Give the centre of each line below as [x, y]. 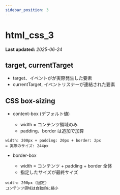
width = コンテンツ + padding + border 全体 [66, 166]
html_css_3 [30, 35]
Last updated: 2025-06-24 [34, 49]
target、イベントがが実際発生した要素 [52, 78]
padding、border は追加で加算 [52, 131]
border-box [24, 155]
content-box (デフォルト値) [41, 114]
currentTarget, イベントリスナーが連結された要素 [64, 85]
